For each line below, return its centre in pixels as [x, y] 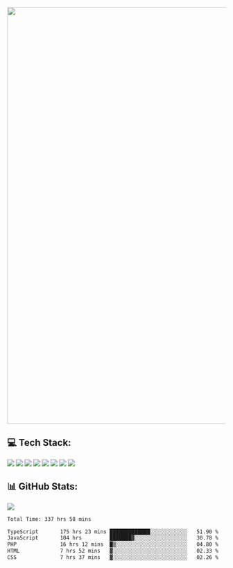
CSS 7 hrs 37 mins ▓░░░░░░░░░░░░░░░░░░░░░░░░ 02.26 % [113, 558]
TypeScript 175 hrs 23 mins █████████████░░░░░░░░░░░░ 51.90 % [113, 532]
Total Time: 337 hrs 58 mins [49, 519]
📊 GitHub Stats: [43, 486]
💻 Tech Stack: [39, 443]
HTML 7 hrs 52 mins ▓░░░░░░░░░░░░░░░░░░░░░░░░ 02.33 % [113, 551]
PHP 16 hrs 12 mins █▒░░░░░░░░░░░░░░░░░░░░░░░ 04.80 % [113, 544]
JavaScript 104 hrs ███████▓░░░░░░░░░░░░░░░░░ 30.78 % [113, 538]
